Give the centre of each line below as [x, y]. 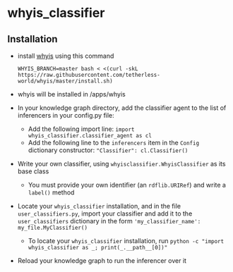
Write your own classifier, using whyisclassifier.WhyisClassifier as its [121, 164]
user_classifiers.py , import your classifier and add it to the [105, 214]
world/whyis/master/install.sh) [65, 81]
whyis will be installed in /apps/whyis [71, 94]
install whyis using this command [66, 56]
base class [33, 171]
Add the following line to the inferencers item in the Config [114, 143]
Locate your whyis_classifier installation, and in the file [99, 206]
